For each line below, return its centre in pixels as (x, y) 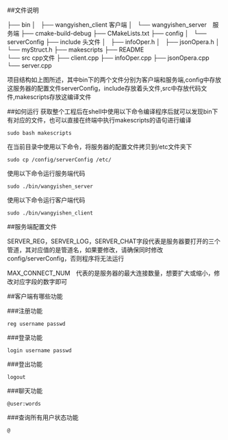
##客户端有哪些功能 (35, 296)
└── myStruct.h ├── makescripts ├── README (76, 49)
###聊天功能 (25, 391)
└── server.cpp (30, 65)
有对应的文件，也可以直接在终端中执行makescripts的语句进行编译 (99, 120)
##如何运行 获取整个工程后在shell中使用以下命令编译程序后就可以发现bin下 (113, 111)
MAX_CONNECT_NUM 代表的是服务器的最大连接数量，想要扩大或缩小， (111, 273)
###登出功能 (25, 364)
